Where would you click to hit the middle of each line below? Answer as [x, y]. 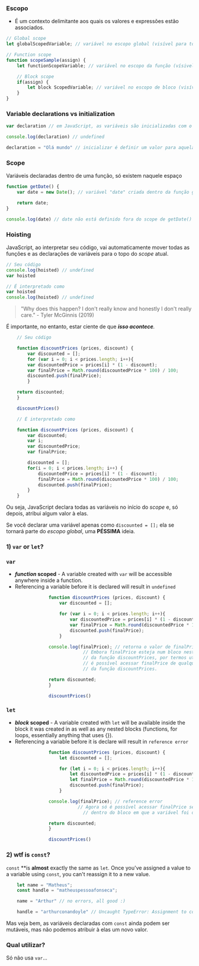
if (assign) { [33, 82]
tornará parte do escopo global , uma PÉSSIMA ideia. [70, 531]
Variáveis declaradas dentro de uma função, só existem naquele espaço [94, 176]
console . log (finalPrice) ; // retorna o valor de [109, 647]
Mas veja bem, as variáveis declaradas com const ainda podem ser [88, 923]
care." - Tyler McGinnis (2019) [57, 315]
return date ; [33, 203]
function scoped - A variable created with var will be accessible [93, 574]
